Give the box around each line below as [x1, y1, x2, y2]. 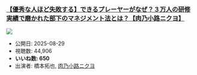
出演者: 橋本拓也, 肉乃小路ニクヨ [14, 62, 95, 70]
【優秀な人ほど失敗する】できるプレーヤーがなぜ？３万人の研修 [6, 5, 191, 13]
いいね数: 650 [14, 55, 50, 62]
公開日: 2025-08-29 [14, 40, 65, 47]
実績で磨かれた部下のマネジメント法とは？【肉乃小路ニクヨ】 [6, 14, 185, 22]
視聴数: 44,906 [14, 48, 52, 55]
